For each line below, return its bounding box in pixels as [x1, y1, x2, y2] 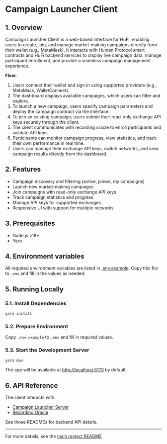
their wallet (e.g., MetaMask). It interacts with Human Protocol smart [5, 47, 145, 53]
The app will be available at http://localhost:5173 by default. [5, 367, 127, 373]
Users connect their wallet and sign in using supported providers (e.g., [12, 82, 157, 88]
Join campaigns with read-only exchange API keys [12, 189, 117, 195]
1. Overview [5, 23, 42, 32]
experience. [5, 63, 30, 69]
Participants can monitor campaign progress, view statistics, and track [12, 135, 157, 141]
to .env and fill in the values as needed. [5, 270, 85, 276]
